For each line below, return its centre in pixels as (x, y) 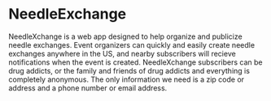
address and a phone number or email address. (88, 88)
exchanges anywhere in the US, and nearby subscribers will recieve (122, 53)
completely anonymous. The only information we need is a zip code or (127, 79)
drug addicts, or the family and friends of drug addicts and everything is (129, 70)
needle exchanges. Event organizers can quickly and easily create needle (131, 44)
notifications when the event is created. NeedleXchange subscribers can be (135, 62)
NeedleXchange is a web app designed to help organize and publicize (125, 36)
